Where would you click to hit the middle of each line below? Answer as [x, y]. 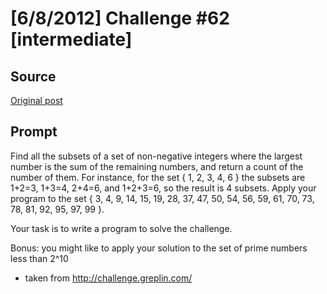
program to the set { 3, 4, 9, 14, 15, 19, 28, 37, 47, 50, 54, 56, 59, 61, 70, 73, [162, 198]
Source [33, 76]
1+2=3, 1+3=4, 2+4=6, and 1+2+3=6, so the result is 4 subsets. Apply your [163, 188]
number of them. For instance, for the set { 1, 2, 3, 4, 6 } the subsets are [158, 177]
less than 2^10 [39, 258]
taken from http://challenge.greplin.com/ [108, 278]
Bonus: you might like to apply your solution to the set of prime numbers [159, 248]
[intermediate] [71, 39]
